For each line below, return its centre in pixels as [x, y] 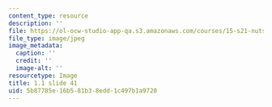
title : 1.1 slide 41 [43, 83]
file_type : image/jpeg [47, 38]
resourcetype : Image [43, 76]
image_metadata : [36, 46]
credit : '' [34, 61]
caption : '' [36, 53]
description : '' [36, 23]
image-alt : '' [39, 68]
